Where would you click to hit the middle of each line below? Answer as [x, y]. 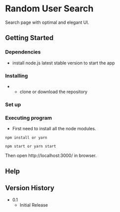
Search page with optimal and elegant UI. [47, 22]
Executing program [29, 118]
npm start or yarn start [31, 147]
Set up [13, 105]
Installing [17, 76]
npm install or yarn [26, 138]
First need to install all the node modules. [54, 129]
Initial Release [34, 205]
